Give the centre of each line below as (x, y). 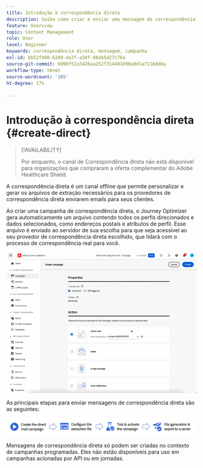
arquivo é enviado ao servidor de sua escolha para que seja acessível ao (97, 230)
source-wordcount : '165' (37, 77)
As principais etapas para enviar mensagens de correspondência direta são (101, 403)
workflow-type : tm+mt (34, 70)
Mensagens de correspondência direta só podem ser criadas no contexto (98, 445)
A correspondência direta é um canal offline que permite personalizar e (95, 186)
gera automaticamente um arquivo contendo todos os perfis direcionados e (100, 218)
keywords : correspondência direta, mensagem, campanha (77, 52)
